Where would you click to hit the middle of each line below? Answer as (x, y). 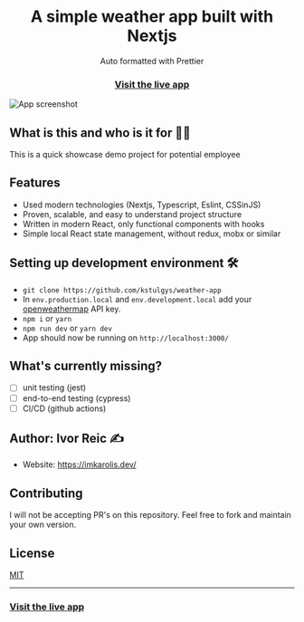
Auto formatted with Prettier (152, 61)
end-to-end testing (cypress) (76, 398)
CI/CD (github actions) (64, 408)
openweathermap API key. (71, 309)
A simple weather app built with (152, 17)
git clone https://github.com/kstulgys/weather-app (122, 290)
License (32, 553)
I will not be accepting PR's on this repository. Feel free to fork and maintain (151, 515)
